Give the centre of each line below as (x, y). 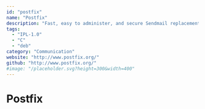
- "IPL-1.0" (27, 35)
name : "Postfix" (27, 18)
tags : (13, 29)
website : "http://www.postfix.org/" (53, 57)
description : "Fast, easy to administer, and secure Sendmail (87, 23)
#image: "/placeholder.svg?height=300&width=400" (71, 69)
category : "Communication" (41, 52)
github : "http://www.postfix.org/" (52, 63)
